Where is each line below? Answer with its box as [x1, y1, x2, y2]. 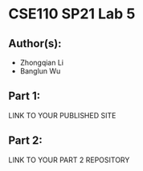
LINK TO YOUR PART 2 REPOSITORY [8, 155, 130, 165]
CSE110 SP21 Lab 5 [8, 5, 136, 23]
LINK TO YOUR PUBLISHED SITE [8, 110, 116, 120]
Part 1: [8, 89, 41, 103]
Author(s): [8, 37, 62, 50]
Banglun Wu [19, 66, 61, 76]
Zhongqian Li [19, 58, 64, 67]
